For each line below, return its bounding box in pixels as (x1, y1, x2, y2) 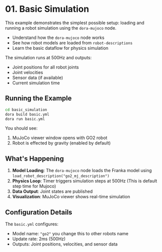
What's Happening (5, 154, 64, 163)
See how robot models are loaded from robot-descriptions (12, 39, 133, 45)
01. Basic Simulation (5, 3, 90, 15)
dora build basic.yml (5, 112, 50, 117)
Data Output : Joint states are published (12, 188, 93, 194)
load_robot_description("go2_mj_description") (12, 174, 110, 179)
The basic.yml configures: (5, 221, 59, 227)
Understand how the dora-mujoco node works (12, 35, 105, 40)
